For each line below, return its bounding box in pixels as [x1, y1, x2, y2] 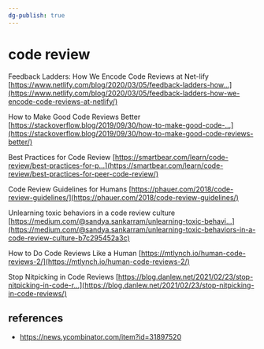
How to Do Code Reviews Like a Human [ [8, 248, 142, 258]
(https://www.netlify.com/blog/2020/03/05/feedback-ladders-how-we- [8, 88, 240, 98]
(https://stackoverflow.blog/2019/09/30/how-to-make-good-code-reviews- [8, 128, 254, 138]
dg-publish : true [8, 11, 65, 20]
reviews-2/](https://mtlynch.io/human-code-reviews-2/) [8, 257, 191, 266]
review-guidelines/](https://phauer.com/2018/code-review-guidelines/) [8, 192, 239, 202]
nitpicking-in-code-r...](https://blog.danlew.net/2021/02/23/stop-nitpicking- [8, 280, 255, 290]
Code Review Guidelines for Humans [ [8, 184, 132, 194]
